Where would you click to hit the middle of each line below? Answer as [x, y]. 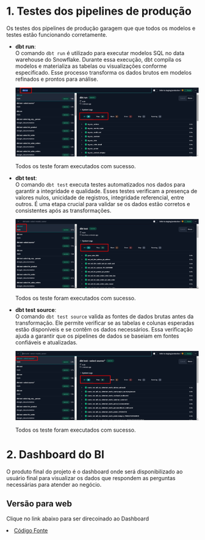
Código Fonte [31, 530]
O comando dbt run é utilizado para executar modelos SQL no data [100, 53]
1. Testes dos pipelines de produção [99, 11]
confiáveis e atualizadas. [46, 342]
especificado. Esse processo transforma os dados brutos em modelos [103, 72]
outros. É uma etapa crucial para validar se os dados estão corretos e [103, 204]
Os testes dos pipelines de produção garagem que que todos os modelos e [101, 28]
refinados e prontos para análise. [57, 79]
